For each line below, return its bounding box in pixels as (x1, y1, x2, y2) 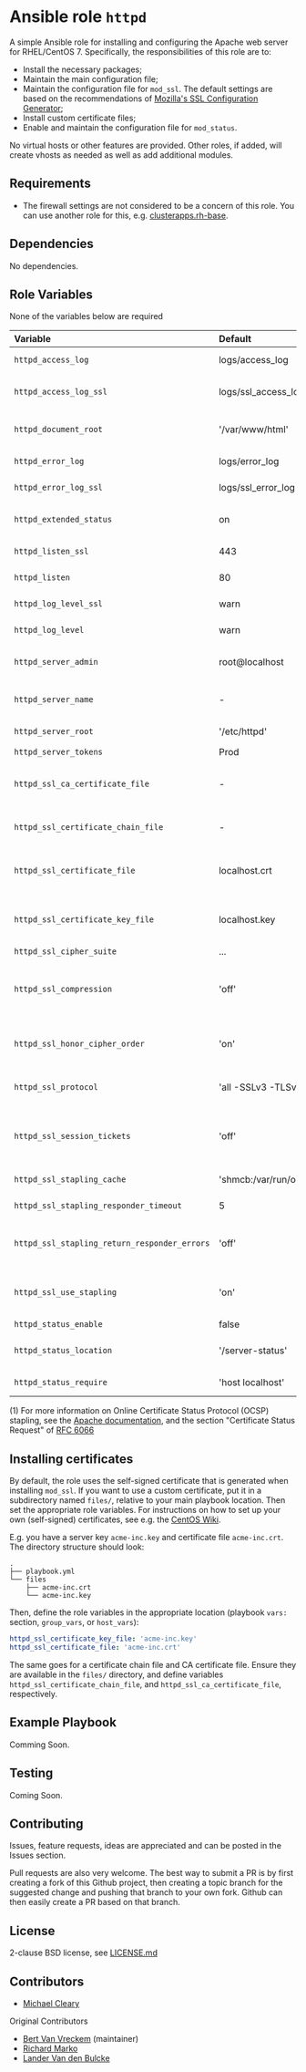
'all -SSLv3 (218, 1081, 267, 1093)
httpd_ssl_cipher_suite (14, 947, 117, 957)
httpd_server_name (14, 695, 94, 705)
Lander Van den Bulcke (22, 2053, 111, 2063)
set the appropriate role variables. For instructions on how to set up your (9, 1505, 281, 1516)
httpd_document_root (14, 424, 103, 435)
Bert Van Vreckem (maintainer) (22, 2034, 139, 2044)
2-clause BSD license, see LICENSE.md (9, 1947, 158, 1958)
